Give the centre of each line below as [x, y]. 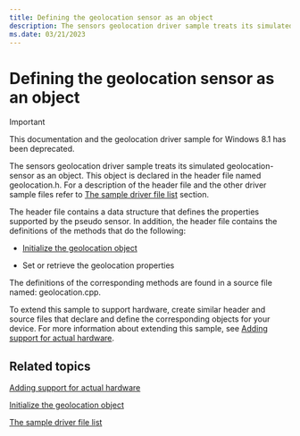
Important [27, 122]
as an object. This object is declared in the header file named [149, 176]
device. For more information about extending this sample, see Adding [138, 329]
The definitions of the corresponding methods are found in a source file [141, 283]
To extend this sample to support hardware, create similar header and [137, 310]
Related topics [50, 366]
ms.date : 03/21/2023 [48, 34]
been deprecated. [42, 149]
